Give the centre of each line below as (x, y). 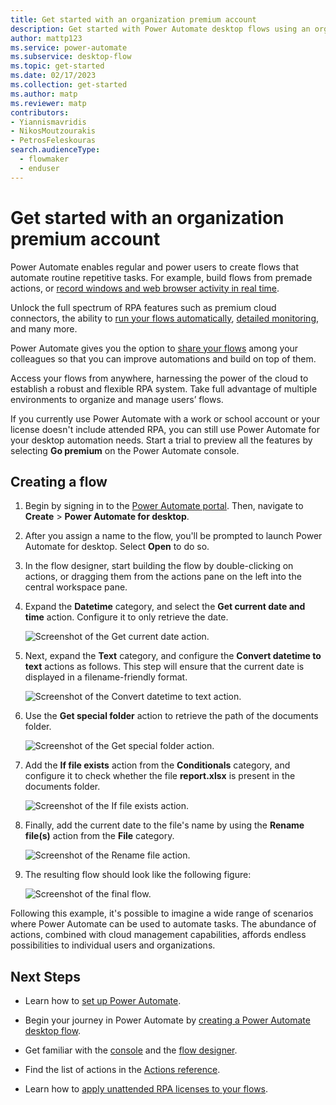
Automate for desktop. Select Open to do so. (117, 547)
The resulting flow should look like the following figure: (138, 875)
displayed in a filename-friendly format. (106, 677)
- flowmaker (44, 159)
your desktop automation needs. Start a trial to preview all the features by (161, 440)
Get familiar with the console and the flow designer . (131, 1050)
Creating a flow (59, 481)
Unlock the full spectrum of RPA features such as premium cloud (143, 307)
